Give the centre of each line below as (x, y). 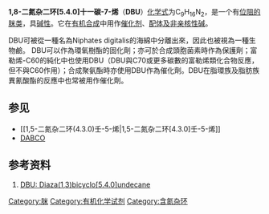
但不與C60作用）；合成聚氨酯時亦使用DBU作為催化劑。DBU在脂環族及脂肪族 (134, 70)
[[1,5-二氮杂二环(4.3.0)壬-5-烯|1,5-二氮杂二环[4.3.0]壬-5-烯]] (120, 129)
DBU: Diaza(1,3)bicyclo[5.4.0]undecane (85, 185)
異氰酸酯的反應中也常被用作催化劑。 (68, 80)
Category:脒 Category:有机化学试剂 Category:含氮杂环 (98, 201)
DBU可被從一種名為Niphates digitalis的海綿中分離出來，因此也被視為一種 (128, 40)
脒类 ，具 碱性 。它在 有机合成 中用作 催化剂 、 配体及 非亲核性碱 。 (110, 23)
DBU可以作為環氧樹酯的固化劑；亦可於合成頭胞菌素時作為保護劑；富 (144, 50)
